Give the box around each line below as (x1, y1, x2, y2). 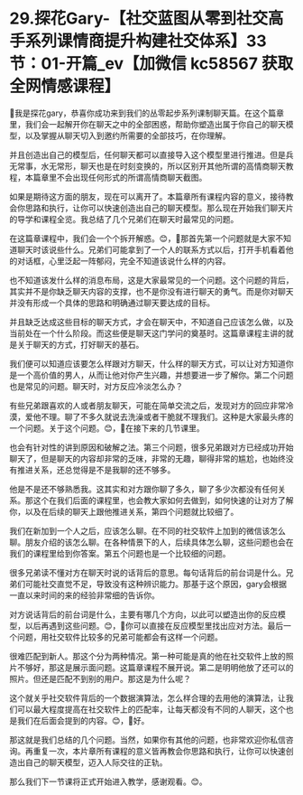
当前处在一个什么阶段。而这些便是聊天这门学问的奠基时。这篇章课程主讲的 (9, 327, 286, 339)
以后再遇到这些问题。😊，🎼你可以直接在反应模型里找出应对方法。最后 (24, 620, 284, 631)
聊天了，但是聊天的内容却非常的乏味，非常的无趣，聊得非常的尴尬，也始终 (9, 453, 286, 463)
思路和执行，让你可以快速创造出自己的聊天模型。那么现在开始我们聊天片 (24, 202, 294, 213)
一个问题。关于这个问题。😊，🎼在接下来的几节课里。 (9, 422, 205, 434)
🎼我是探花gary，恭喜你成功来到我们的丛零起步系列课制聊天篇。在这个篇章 (9, 108, 284, 118)
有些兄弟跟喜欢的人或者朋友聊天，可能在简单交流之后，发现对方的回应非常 (9, 399, 286, 411)
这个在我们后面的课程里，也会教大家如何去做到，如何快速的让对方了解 (32, 494, 294, 506)
